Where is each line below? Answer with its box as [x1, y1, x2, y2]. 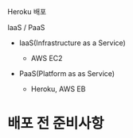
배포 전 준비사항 [7, 114, 104, 132]
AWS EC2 [30, 54, 63, 63]
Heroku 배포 [7, 7, 47, 16]
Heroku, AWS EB [30, 84, 86, 94]
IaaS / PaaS [7, 23, 45, 32]
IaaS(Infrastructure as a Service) [18, 38, 127, 48]
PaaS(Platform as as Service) [18, 69, 115, 78]
